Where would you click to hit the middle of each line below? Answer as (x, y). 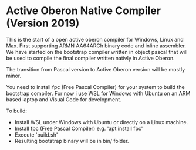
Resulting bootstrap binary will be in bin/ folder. (72, 141)
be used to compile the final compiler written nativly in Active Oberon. (90, 58)
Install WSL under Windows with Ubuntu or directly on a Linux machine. (101, 122)
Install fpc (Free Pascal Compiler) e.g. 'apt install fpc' (79, 128)
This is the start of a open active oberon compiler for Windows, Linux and (95, 39)
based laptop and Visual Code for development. (64, 99)
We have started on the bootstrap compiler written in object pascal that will (97, 52)
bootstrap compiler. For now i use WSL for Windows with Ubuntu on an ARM (98, 93)
